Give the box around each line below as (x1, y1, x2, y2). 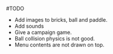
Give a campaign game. (14, 29, 72, 36)
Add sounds (14, 23, 44, 29)
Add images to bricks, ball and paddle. (14, 16, 108, 23)
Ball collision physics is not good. (14, 35, 95, 42)
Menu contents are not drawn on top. (14, 41, 105, 48)
